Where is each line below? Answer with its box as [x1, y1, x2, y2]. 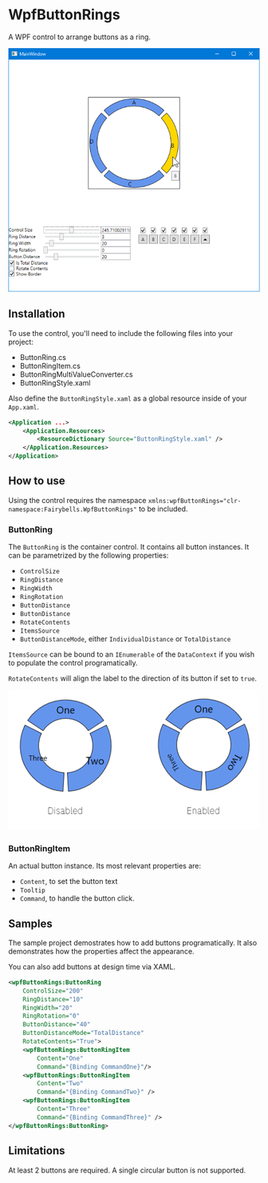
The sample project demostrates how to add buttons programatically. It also [8, 937, 258, 947]
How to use [8, 474, 65, 488]
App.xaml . [8, 402, 40, 411]
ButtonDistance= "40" [22, 1021, 91, 1029]
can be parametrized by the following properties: [8, 550, 169, 561]
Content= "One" [37, 1054, 84, 1062]
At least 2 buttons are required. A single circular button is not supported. [8, 1165, 246, 1175]
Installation [8, 307, 65, 321]
